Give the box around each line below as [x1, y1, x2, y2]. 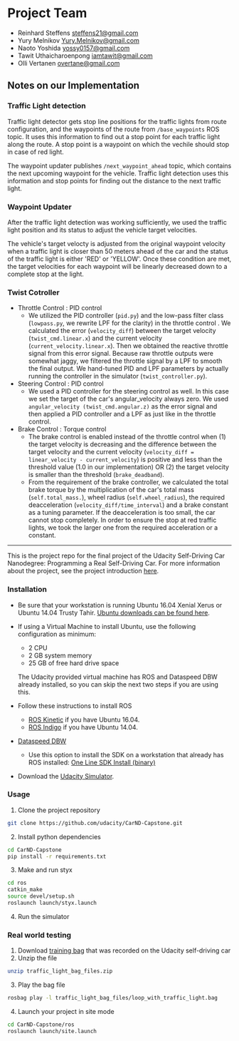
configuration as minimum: [17, 630, 96, 638]
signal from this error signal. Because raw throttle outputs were [28, 349, 213, 358]
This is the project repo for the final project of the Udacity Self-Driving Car [7, 551, 225, 560]
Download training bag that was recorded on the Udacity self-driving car [17, 946, 231, 955]
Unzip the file [17, 954, 58, 963]
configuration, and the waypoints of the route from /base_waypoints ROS [7, 125, 220, 133]
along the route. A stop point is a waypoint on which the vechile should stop [7, 140, 230, 148]
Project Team [7, 5, 87, 21]
